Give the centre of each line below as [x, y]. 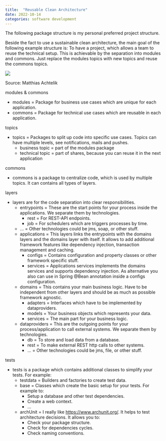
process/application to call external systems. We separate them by [88, 330]
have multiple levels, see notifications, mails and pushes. [71, 143]
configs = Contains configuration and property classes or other [92, 255]
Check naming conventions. [56, 433]
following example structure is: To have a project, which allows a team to [80, 48]
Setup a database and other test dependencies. [76, 396]
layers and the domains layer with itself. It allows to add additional [87, 239]
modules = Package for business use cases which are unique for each [84, 102]
